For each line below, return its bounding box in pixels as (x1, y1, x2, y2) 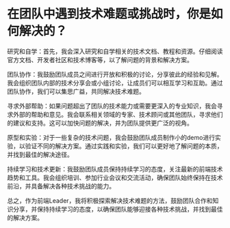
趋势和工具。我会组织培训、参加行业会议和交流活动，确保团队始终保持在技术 (7, 173, 223, 182)
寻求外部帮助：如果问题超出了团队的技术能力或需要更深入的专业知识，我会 (7, 102, 217, 110)
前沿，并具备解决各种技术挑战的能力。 (7, 182, 115, 190)
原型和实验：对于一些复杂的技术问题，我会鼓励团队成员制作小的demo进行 (7, 133, 216, 141)
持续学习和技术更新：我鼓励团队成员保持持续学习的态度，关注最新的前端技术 (7, 165, 223, 173)
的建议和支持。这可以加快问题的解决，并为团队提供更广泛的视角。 (7, 119, 193, 127)
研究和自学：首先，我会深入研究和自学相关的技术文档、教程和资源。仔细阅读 (7, 47, 223, 55)
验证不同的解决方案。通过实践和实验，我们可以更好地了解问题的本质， (25, 141, 223, 150)
